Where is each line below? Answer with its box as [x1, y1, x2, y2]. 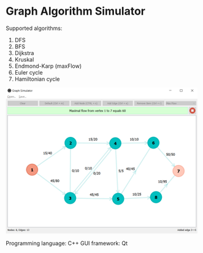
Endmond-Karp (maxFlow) [14, 62, 82, 70]
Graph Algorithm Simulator [6, 4, 145, 18]
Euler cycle [14, 68, 44, 76]
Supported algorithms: [6, 24, 63, 32]
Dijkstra [14, 49, 34, 56]
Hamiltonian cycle [14, 75, 60, 82]
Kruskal [14, 56, 34, 63]
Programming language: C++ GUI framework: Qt [6, 240, 128, 247]
